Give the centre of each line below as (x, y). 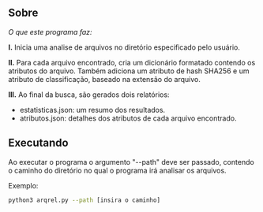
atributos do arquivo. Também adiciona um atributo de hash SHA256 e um (129, 71)
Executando (38, 143)
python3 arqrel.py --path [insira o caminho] (84, 200)
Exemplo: (23, 185)
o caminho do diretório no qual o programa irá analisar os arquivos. (117, 170)
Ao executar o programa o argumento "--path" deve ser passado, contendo (131, 162)
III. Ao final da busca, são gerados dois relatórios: (89, 95)
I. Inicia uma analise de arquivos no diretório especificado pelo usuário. (124, 47)
